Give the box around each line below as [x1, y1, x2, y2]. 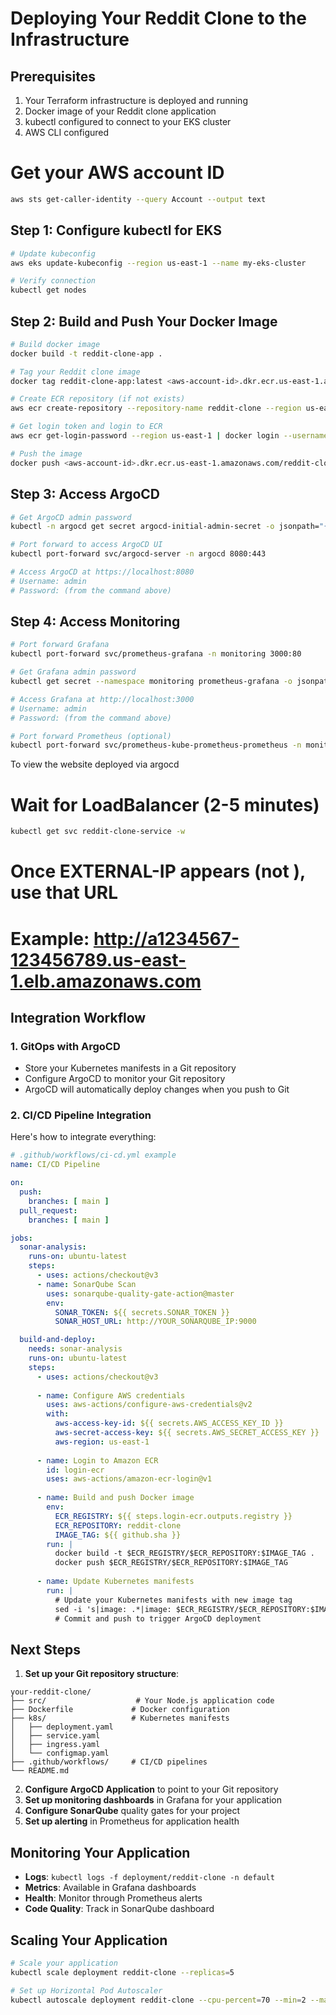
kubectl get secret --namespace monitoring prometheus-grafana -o [10, 677, 293, 687]
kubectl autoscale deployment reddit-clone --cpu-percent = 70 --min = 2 [10, 1995, 307, 2005]
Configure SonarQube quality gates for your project [24, 1805, 241, 1817]
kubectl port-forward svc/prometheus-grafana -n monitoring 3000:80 [10, 649, 302, 659]
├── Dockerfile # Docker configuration [10, 1705, 230, 1715]
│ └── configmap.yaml [10, 1748, 110, 1759]
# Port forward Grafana [10, 640, 110, 650]
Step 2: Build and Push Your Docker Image [10, 313, 278, 330]
